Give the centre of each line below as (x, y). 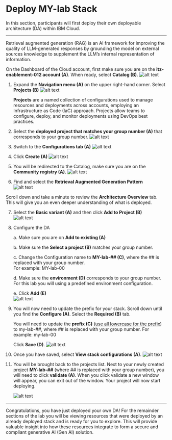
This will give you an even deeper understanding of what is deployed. (79, 202)
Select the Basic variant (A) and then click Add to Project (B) (78, 212)
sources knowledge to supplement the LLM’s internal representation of (80, 54)
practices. (24, 121)
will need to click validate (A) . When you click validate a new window (86, 375)
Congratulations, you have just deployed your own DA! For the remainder (82, 410)
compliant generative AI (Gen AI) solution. (50, 432)
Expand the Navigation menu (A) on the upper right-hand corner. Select (89, 84)
